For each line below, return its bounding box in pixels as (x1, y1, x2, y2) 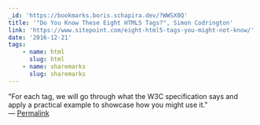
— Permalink (8, 108, 49, 118)
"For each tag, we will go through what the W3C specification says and (8, 91, 238, 101)
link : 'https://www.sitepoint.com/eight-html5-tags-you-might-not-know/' (8, 26, 255, 34)
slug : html (28, 56, 65, 64)
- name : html (22, 48, 65, 56)
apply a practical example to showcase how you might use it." (8, 100, 208, 109)
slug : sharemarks (28, 70, 86, 78)
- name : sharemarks (22, 63, 86, 71)
